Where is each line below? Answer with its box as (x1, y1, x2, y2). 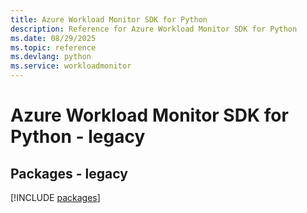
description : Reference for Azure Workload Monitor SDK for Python (10, 24, 298, 34)
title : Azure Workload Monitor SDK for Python (10, 14, 208, 25)
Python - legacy (10, 126, 146, 148)
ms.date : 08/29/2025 (10, 33, 97, 43)
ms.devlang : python (10, 52, 92, 62)
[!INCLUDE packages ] (10, 192, 101, 203)
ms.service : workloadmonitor (10, 61, 132, 71)
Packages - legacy (10, 165, 128, 182)
